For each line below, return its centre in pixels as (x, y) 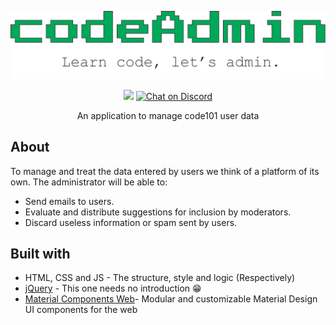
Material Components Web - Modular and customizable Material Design (171, 299)
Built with (40, 253)
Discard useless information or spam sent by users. (131, 222)
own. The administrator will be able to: (89, 182)
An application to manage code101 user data (168, 115)
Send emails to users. (69, 201)
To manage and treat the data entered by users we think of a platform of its (165, 171)
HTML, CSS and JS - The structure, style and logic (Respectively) (160, 278)
